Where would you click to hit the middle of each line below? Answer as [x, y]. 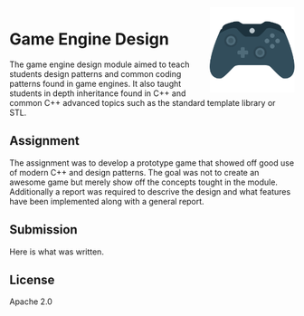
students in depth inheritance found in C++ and [98, 93]
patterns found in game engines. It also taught [95, 83]
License [32, 279]
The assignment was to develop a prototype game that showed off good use [152, 163]
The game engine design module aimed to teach [100, 64]
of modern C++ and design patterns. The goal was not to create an [134, 172]
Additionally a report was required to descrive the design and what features [150, 191]
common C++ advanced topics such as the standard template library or [142, 102]
